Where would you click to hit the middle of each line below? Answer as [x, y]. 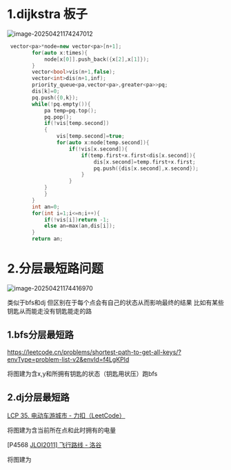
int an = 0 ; [46, 207]
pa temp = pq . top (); [70, 110]
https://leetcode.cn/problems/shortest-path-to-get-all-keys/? [94, 352]
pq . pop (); [58, 117]
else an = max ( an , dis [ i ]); [80, 226]
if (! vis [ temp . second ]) [77, 124]
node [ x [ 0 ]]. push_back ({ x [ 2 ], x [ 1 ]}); [97, 59]
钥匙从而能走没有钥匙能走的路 [49, 311]
